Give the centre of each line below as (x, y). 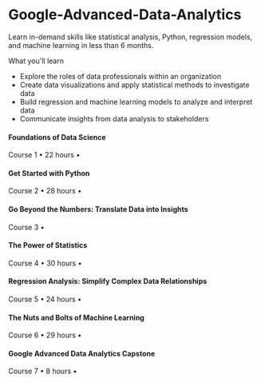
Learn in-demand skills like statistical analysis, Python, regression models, (130, 37)
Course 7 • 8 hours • (43, 371)
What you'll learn (36, 61)
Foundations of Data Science (57, 137)
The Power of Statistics (48, 245)
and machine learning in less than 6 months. (81, 45)
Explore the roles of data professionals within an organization (121, 76)
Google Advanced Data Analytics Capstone (82, 353)
